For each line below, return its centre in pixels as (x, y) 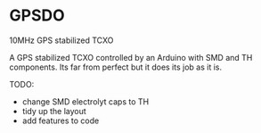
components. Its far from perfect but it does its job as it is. (116, 67)
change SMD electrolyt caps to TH (86, 101)
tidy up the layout (54, 111)
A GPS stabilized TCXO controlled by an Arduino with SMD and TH (131, 57)
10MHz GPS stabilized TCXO (61, 40)
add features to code (61, 121)
